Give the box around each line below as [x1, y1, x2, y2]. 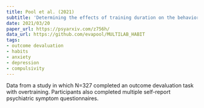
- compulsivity [6, 65, 45, 72]
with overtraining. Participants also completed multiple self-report [6, 89, 171, 96]
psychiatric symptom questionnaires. [6, 95, 99, 102]
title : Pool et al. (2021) [6, 8, 75, 15]
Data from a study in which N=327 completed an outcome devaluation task [6, 82, 194, 89]
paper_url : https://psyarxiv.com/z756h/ [6, 25, 110, 32]
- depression [6, 59, 39, 66]
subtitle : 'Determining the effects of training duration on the [6, 15, 175, 21]
